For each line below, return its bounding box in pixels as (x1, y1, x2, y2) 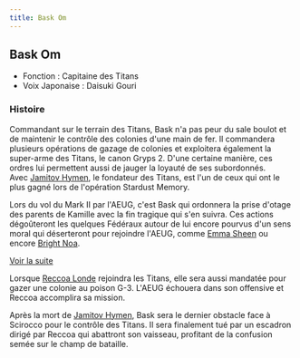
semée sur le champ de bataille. (9, 338, 129, 349)
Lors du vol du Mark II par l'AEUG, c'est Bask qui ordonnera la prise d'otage (9, 198, 292, 209)
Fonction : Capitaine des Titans (22, 71, 139, 82)
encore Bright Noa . (9, 237, 81, 248)
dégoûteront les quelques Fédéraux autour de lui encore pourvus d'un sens (9, 218, 292, 229)
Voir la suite (9, 255, 53, 266)
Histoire (9, 103, 45, 116)
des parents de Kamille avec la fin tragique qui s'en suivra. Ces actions (9, 208, 274, 219)
